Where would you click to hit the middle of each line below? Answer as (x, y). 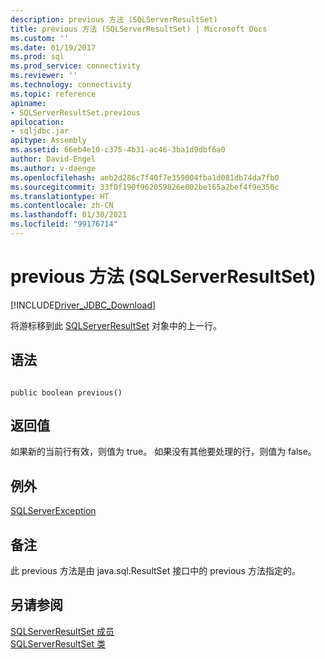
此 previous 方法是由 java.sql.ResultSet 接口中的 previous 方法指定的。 (155, 571)
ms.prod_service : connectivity (75, 66)
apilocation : (37, 122)
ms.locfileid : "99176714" (64, 224)
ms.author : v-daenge (53, 168)
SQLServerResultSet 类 (58, 643)
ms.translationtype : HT (60, 196)
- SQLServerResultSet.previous (75, 112)
